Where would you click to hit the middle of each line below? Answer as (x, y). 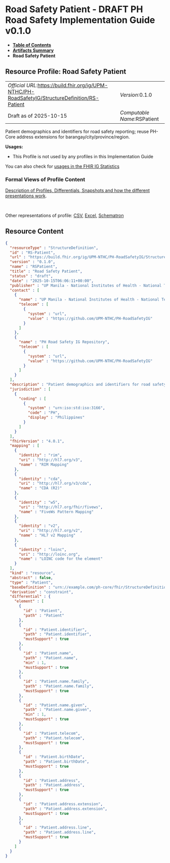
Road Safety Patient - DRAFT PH (74, 9)
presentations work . (26, 196)
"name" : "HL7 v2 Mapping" (47, 535)
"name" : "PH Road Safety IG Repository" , (64, 342)
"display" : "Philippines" (56, 418)
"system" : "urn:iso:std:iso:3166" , (66, 408)
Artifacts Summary (33, 50)
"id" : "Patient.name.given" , (55, 705)
